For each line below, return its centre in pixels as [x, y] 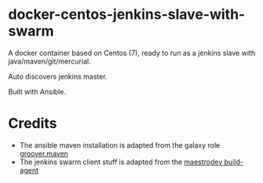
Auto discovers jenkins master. [58, 76]
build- [234, 162]
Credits [33, 124]
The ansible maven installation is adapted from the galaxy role [120, 145]
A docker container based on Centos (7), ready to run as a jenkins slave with [132, 53]
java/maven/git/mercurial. [50, 61]
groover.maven [44, 153]
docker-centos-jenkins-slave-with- [127, 15]
